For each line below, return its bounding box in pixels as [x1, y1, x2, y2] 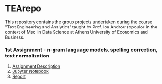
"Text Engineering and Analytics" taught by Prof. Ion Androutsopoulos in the [5, 24, 158, 29]
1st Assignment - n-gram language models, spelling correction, [5, 46, 158, 53]
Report [12, 73, 26, 80]
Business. [5, 34, 25, 40]
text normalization [5, 52, 50, 59]
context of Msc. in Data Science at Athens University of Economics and [5, 29, 148, 35]
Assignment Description [12, 63, 61, 69]
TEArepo [5, 3, 41, 14]
